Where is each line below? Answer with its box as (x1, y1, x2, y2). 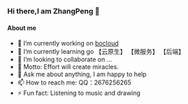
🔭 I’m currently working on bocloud (17, 39, 119, 47)
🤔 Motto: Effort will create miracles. (17, 63, 119, 71)
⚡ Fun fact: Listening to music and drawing (17, 89, 141, 97)
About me (7, 24, 37, 32)
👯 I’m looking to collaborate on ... (17, 55, 113, 64)
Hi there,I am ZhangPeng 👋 (7, 6, 100, 16)
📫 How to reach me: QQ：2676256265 (17, 78, 131, 87)
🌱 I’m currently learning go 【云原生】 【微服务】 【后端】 (17, 47, 185, 56)
